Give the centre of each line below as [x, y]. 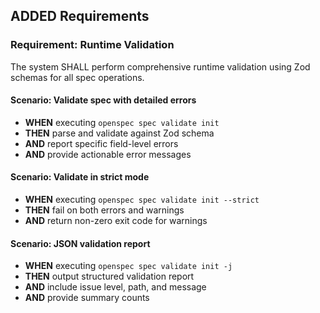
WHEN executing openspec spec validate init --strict [142, 200]
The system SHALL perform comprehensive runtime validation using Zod [160, 66]
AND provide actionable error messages [108, 154]
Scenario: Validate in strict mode [80, 177]
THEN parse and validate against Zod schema [119, 133]
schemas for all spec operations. [77, 77]
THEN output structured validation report [109, 276]
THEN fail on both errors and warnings [104, 210]
